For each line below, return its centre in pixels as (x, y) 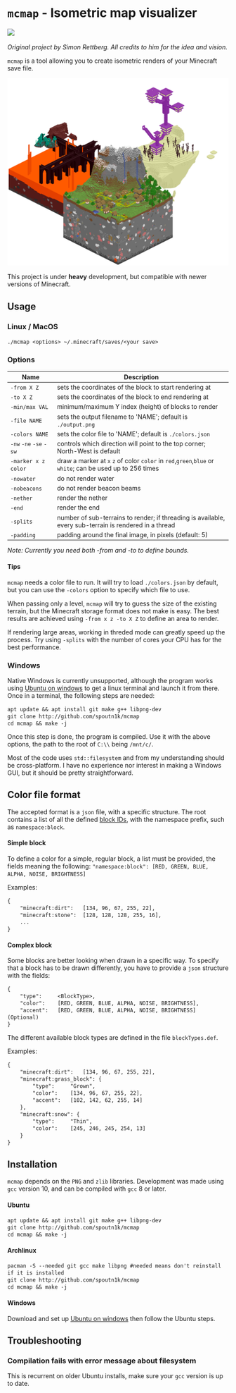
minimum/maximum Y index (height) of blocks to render (138, 407)
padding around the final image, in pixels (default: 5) (133, 534)
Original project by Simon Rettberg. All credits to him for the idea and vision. (118, 47)
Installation (32, 1164)
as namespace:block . (36, 827)
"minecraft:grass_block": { (61, 1079)
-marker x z (28, 462)
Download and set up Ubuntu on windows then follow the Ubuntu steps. (111, 1318)
